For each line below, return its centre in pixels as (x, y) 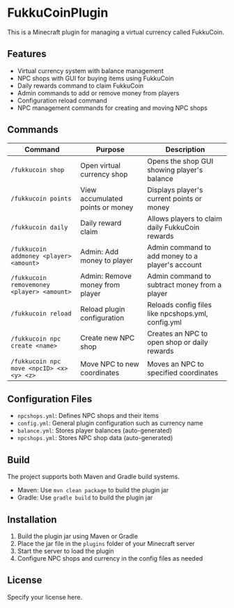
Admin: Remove (106, 276)
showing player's (175, 170)
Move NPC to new (109, 364)
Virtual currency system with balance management (90, 70)
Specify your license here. (45, 597)
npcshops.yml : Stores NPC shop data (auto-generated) (95, 438)
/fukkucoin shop (38, 170)
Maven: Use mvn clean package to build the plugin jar (93, 490)
